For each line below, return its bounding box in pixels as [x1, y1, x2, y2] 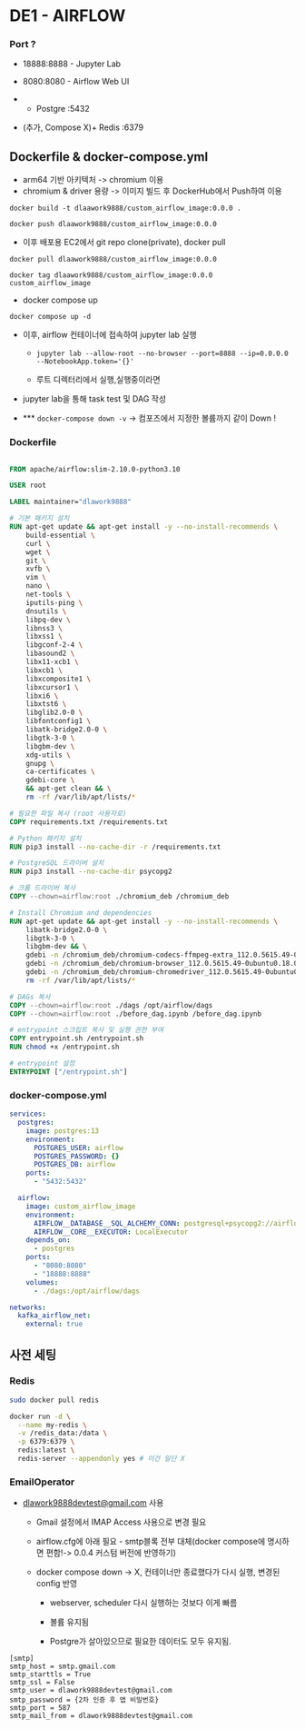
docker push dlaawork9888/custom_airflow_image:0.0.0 [9, 220, 218, 229]
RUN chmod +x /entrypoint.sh [9, 1042, 120, 1052]
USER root [9, 481, 47, 491]
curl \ [25, 539, 51, 548]
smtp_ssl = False [9, 1678, 75, 1687]
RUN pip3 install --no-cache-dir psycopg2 [9, 867, 172, 877]
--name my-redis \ [17, 1420, 88, 1429]
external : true [25, 1319, 84, 1329]
